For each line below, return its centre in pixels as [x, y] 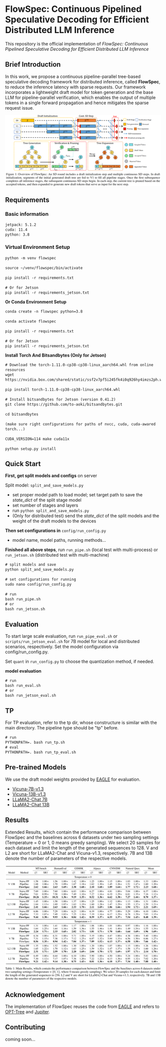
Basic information [27, 214]
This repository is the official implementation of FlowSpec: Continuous [77, 43]
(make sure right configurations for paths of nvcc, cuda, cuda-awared [80, 424]
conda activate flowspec [31, 321]
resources [15, 370]
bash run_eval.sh [23, 686]
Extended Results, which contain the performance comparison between [78, 832]
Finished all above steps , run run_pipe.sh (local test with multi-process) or [82, 550]
